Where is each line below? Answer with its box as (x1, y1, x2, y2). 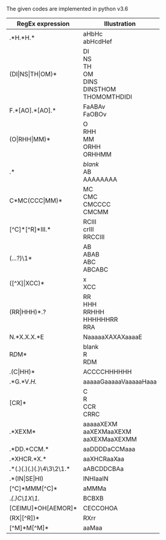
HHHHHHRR (83, 315, 118, 324)
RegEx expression (16, 19, 70, 28)
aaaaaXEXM (83, 420, 118, 428)
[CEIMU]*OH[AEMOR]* (9, 504, 77, 512)
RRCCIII (83, 233, 105, 241)
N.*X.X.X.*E (9, 333, 44, 341)
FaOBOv (83, 110, 107, 118)
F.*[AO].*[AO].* (9, 106, 56, 115)
